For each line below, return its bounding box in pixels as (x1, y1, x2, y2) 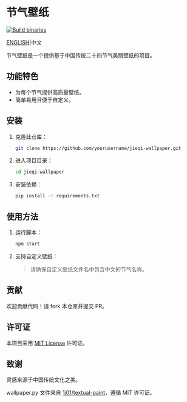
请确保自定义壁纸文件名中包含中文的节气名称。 (30, 266, 148, 273)
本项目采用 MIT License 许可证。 (6, 339, 88, 347)
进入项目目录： (15, 157, 53, 164)
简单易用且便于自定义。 (15, 96, 74, 104)
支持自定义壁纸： (15, 252, 58, 259)
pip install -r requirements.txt (15, 193, 100, 199)
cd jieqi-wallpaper (15, 169, 65, 175)
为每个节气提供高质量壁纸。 (15, 88, 85, 96)
